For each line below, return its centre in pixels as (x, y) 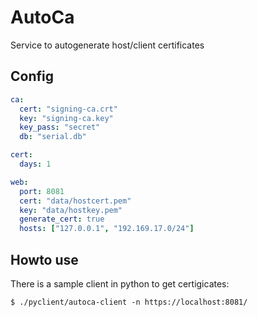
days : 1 (35, 164)
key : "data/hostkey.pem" (71, 210)
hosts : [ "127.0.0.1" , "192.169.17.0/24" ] (107, 229)
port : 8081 (42, 191)
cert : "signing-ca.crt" (68, 109)
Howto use (44, 259)
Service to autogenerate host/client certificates (107, 45)
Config (32, 76)
